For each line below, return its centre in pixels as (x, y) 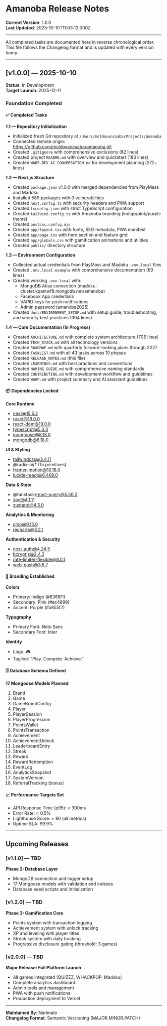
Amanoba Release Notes (57, 9)
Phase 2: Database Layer (32, 869)
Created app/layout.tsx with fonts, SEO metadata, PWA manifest (79, 229)
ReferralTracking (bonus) (38, 783)
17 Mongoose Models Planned (37, 683)
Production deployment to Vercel (46, 998)
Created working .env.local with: (47, 280)
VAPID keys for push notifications (54, 301)
